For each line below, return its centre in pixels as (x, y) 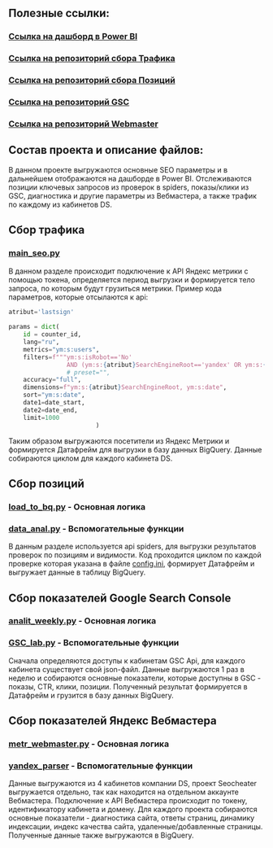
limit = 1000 (41, 417)
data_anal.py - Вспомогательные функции (96, 528)
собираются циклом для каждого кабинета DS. (91, 458)
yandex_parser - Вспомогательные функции (101, 766)
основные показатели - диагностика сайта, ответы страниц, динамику (132, 818)
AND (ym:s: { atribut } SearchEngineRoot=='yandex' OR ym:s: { (167, 365)
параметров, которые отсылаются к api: (78, 297)
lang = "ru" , (41, 342)
